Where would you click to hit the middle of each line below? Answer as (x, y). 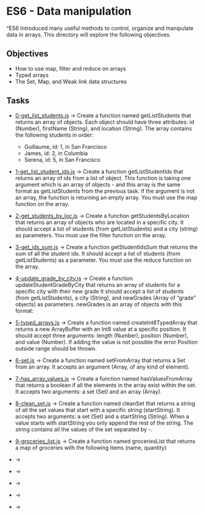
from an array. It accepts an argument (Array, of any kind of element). (102, 367)
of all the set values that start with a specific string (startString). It (97, 409)
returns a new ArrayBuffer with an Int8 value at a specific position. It (100, 329)
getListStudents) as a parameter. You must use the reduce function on (103, 260)
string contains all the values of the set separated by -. (84, 429)
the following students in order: (54, 135)
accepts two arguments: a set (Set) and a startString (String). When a (102, 416)
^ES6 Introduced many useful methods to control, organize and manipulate (100, 28)
